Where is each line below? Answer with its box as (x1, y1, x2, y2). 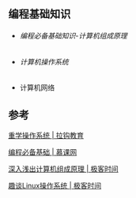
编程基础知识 (8, 7, 71, 21)
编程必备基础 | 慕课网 (8, 148, 77, 157)
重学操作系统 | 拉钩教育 (8, 131, 85, 140)
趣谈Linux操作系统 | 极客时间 (8, 181, 102, 191)
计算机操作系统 (19, 57, 69, 66)
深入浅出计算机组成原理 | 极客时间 (8, 164, 119, 174)
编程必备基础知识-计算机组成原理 (19, 31, 128, 40)
